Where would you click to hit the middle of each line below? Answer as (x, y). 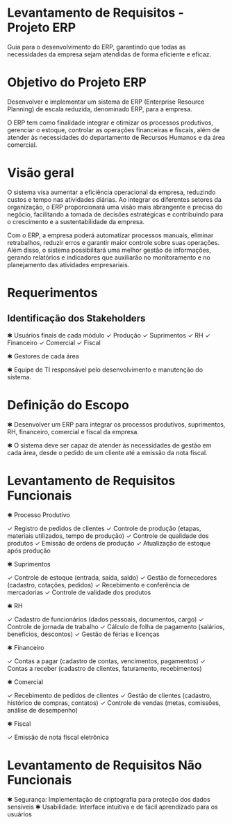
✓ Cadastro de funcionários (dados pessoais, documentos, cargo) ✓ (106, 619)
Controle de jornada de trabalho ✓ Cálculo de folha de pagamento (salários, (116, 626)
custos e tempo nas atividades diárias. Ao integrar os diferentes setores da (115, 199)
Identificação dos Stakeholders (76, 318)
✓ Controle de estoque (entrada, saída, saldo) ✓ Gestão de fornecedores (112, 577)
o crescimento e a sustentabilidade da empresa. (76, 221)
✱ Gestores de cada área (43, 356)
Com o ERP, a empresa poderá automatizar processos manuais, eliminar (110, 235)
